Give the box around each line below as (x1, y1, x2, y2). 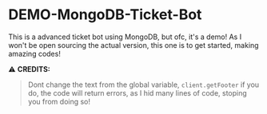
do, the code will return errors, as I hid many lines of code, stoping (27, 88, 248, 97)
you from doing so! (27, 96, 90, 106)
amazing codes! (8, 49, 62, 58)
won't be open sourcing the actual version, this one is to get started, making (8, 40, 259, 49)
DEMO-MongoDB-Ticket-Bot (8, 6, 202, 24)
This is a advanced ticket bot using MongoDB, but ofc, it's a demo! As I (8, 32, 242, 41)
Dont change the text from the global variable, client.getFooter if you (27, 80, 260, 89)
